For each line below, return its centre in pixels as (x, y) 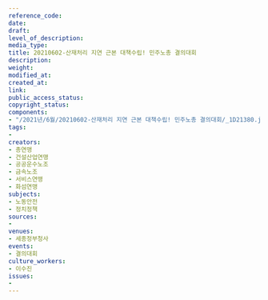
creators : (25, 142)
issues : (21, 276)
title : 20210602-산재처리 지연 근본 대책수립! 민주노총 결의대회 (103, 53)
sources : (23, 217)
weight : (21, 68)
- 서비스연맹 (26, 180)
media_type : (28, 46)
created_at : (28, 82)
